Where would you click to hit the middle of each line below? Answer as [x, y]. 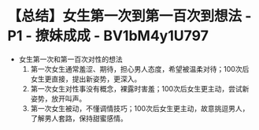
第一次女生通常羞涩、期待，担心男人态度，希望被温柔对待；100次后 [140, 69]
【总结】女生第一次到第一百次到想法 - [129, 16]
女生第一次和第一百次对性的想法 [70, 59]
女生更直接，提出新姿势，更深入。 [86, 79]
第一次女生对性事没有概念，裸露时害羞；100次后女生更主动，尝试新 [140, 88]
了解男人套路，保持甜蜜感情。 [79, 118]
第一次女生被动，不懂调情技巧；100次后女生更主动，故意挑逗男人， [140, 108]
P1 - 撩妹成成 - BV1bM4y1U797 [108, 36]
